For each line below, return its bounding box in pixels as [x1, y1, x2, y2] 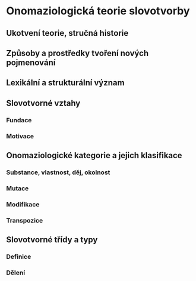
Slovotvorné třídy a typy [6, 234, 98, 245]
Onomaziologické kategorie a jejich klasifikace [6, 150, 182, 160]
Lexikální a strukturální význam [6, 78, 125, 88]
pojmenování [6, 57, 56, 67]
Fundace [6, 116, 32, 124]
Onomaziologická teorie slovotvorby [6, 4, 190, 18]
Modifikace [6, 200, 40, 208]
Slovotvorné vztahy [6, 98, 81, 108]
